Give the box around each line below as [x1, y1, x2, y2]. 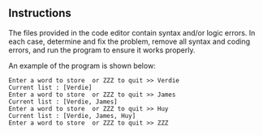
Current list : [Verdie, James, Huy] [8, 112, 136, 120]
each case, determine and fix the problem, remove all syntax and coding [8, 36, 251, 46]
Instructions [8, 6, 71, 20]
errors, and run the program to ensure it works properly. [8, 44, 196, 55]
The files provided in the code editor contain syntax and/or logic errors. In [8, 27, 256, 37]
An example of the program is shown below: [8, 61, 156, 70]
